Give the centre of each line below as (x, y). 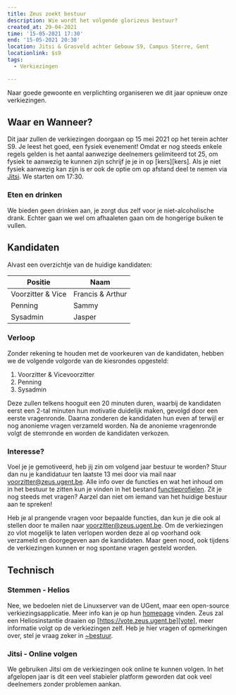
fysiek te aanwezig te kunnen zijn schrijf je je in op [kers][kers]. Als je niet (114, 162)
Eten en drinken (35, 195)
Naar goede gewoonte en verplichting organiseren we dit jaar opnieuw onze (118, 92)
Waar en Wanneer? (50, 122)
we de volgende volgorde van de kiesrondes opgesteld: (88, 361)
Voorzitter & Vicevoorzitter (56, 374)
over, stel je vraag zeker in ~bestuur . (60, 635)
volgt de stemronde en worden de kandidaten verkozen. (89, 433)
